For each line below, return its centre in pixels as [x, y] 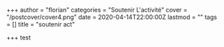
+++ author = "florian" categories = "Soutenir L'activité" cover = [97, 10]
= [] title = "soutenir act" [41, 24]
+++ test [19, 37]
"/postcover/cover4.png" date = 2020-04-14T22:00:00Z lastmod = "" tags [112, 17]
